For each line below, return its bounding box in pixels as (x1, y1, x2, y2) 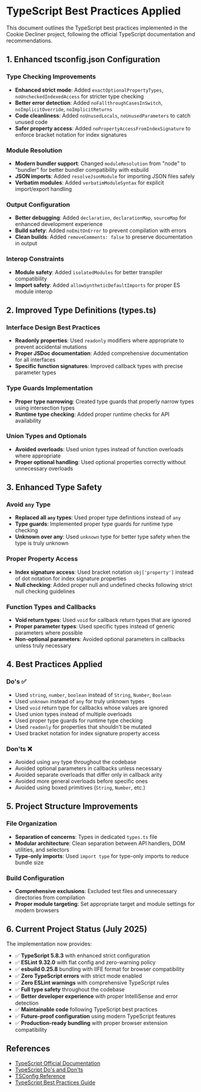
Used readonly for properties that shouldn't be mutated (14, 723, 152, 730)
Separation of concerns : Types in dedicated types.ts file (14, 833, 158, 840)
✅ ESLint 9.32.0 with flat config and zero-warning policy (14, 958, 156, 965)
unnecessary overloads (14, 465, 73, 472)
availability (14, 417, 42, 424)
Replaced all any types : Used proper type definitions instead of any (14, 514, 181, 521)
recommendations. (6, 37, 53, 44)
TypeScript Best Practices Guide (14, 1079, 96, 1086)
